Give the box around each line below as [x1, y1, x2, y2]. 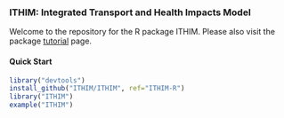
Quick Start [9, 56, 53, 67]
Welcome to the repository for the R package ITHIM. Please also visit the [9, 27, 276, 37]
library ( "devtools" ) [9, 75, 86, 85]
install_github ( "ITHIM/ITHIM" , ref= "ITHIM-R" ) [9, 84, 185, 93]
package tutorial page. [9, 35, 92, 46]
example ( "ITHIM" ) [9, 100, 74, 110]
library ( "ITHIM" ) [9, 92, 74, 101]
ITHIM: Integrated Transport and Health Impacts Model [9, 6, 251, 19]
